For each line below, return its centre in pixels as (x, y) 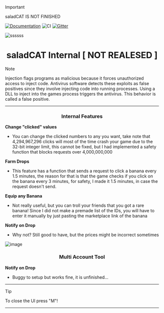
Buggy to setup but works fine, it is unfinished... (60, 277)
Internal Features (82, 116)
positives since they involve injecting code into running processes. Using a (80, 89)
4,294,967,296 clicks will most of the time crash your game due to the (82, 142)
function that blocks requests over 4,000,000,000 (62, 152)
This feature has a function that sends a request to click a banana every (84, 171)
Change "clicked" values (31, 127)
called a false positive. (28, 99)
